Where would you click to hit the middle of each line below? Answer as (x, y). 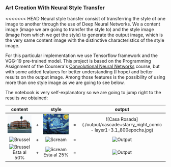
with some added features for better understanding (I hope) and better (79, 72)
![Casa (113, 119)
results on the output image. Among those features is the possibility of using (85, 77)
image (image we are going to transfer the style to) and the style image (80, 30)
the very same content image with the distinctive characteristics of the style (85, 40)
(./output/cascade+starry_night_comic (122, 125)
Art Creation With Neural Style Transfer (55, 8)
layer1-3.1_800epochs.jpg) (124, 130)
